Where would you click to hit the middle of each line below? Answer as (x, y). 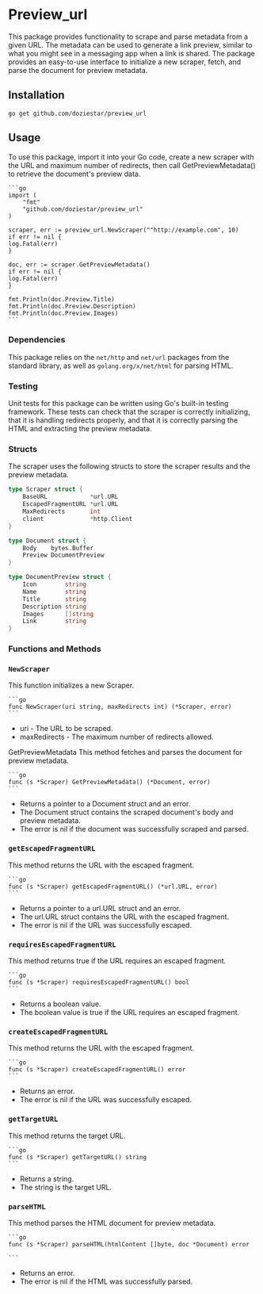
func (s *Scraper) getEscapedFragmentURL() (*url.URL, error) (113, 886)
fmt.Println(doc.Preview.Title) (61, 299)
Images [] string (58, 614)
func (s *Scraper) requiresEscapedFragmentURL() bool (99, 982)
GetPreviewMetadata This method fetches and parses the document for (126, 752)
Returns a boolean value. (60, 1004)
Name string (55, 591)
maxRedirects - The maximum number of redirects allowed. (116, 737)
